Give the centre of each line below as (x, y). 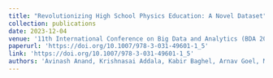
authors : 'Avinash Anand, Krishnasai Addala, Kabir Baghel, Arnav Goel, (134, 62)
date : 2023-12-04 (38, 31)
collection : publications (52, 24)
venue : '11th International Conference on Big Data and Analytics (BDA (132, 39)
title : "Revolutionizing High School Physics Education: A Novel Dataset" (138, 16)
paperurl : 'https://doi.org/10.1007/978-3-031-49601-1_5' (108, 46)
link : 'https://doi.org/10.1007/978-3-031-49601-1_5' (102, 54)
